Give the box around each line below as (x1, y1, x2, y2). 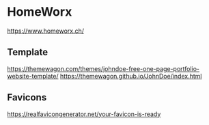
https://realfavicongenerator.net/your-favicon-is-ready (7, 110, 161, 118)
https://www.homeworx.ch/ (7, 27, 84, 35)
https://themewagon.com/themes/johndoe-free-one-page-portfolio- (7, 64, 200, 72)
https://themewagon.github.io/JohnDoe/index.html (60, 72, 202, 80)
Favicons (7, 92, 47, 103)
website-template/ (7, 72, 59, 80)
